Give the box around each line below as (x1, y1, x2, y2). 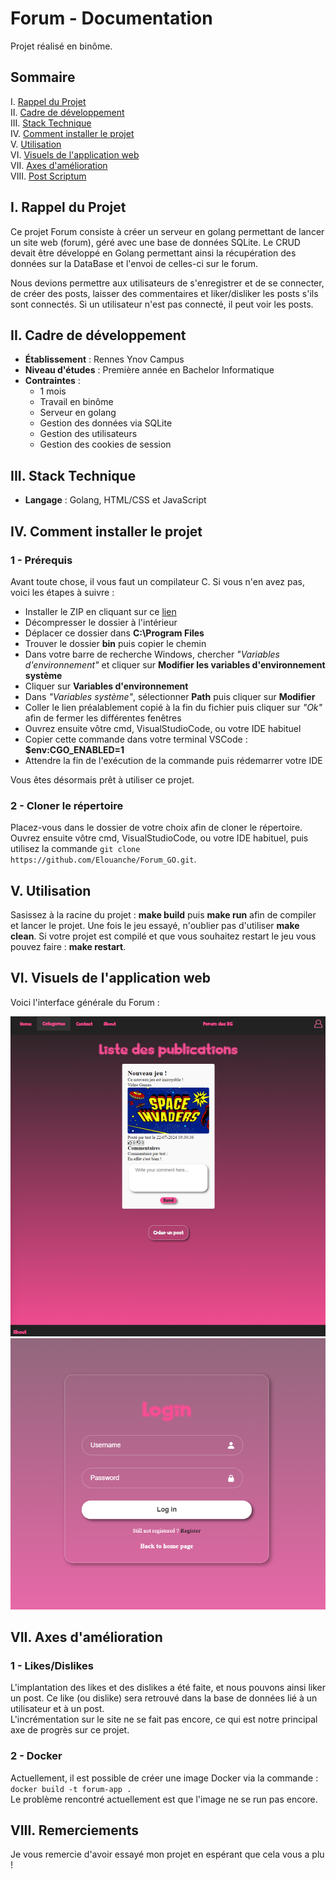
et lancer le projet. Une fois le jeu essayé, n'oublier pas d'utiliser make (10, 919, 300, 931)
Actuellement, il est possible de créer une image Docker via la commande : (10, 1772, 319, 1784)
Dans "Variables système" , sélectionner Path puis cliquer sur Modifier (24, 690, 316, 702)
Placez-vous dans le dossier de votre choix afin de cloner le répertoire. (10, 822, 303, 834)
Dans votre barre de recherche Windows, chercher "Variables (24, 648, 280, 660)
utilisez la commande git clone (10, 843, 141, 855)
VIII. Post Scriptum (10, 170, 87, 182)
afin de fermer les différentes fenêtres (24, 712, 182, 724)
